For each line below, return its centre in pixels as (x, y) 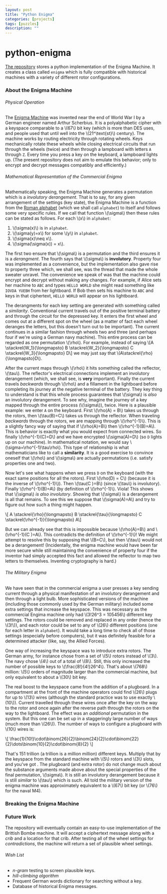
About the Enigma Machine (39, 90)
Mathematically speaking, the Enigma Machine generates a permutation (79, 192)
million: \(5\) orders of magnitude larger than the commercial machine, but (81, 672)
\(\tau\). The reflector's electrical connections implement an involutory (77, 374)
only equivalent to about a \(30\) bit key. (46, 677)
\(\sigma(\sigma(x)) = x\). (38, 244)
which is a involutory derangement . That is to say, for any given (70, 197)
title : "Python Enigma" (30, 14)
